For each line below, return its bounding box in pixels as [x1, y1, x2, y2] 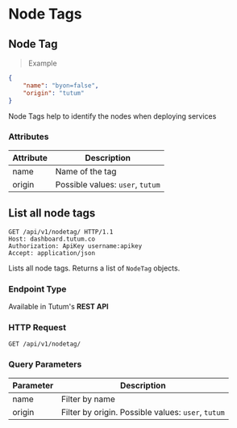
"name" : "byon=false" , [23, 82, 99, 90]
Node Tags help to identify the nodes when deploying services [8, 111, 217, 121]
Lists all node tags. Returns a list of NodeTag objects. [8, 263, 181, 273]
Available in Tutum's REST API [8, 301, 109, 311]
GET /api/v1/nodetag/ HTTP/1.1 [8, 228, 114, 236]
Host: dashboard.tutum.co [8, 235, 95, 243]
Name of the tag [55, 166, 117, 177]
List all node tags [8, 207, 96, 220]
